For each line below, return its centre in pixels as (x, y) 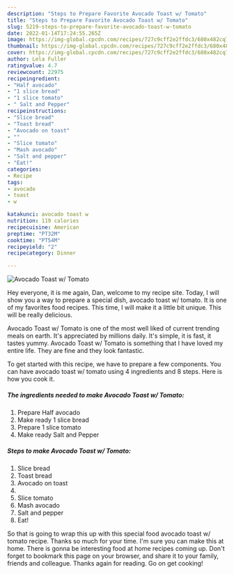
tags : (15, 182)
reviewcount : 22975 (36, 72)
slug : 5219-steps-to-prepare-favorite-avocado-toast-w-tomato (99, 27)
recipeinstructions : (37, 111)
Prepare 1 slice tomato (49, 428)
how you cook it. (31, 379)
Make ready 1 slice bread (53, 420)
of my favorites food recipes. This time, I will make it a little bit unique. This (114, 308)
